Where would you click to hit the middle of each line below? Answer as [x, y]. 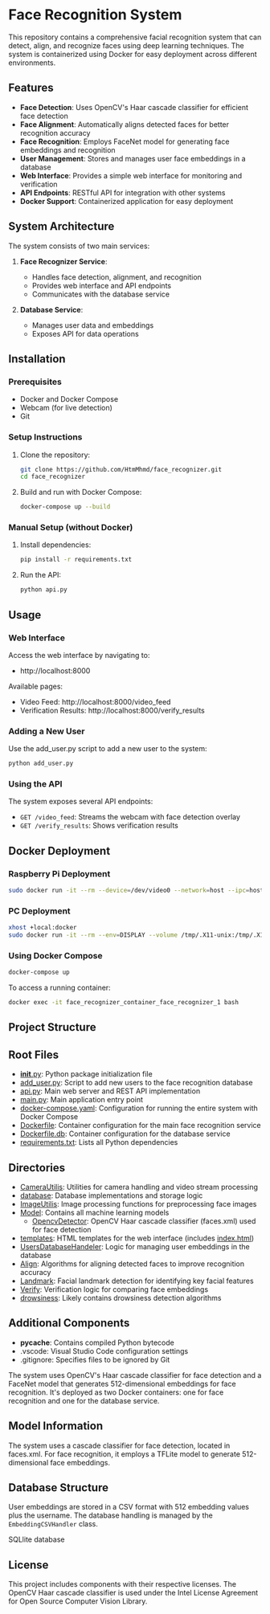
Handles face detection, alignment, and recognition [117, 277]
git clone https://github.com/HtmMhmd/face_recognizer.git [121, 469]
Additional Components [69, 1323]
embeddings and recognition [67, 149]
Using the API [35, 784]
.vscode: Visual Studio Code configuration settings [104, 1350]
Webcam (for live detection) [66, 408]
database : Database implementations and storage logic [111, 1195]
